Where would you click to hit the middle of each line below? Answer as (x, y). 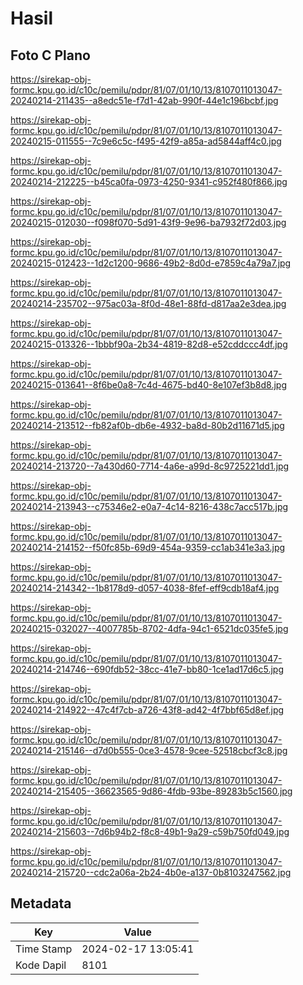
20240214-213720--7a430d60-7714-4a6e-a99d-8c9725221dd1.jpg (150, 466)
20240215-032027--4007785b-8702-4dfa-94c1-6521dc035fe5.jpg (149, 628)
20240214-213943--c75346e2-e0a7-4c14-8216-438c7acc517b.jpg (149, 506)
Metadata (41, 903)
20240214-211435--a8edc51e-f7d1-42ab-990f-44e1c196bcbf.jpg (144, 100)
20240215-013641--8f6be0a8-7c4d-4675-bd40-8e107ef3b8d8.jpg (149, 385)
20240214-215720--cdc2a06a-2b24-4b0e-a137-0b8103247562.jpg (151, 872)
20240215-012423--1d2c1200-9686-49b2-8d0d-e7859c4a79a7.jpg (151, 263)
